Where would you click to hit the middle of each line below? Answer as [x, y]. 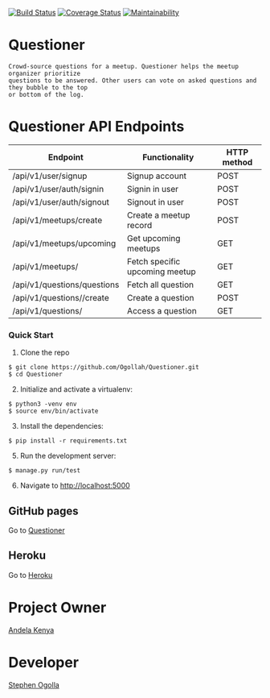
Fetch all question [161, 285]
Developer [43, 662]
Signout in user [156, 202]
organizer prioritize [45, 73]
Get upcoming [154, 238]
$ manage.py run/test [45, 471]
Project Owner [57, 607]
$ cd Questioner [35, 375]
